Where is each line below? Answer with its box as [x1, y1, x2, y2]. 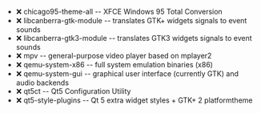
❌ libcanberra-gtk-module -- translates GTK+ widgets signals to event [15, 16, 247, 25]
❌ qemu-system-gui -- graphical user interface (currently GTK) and [15, 69, 239, 79]
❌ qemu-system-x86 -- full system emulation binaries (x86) [15, 60, 214, 69]
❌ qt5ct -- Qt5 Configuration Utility [15, 87, 131, 95]
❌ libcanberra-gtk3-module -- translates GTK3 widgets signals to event [15, 34, 252, 42]
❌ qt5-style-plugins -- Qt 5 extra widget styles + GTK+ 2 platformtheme [15, 95, 253, 105]
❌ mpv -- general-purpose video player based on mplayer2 [15, 51, 212, 60]
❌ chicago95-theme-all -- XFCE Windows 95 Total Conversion [15, 7, 223, 16]
